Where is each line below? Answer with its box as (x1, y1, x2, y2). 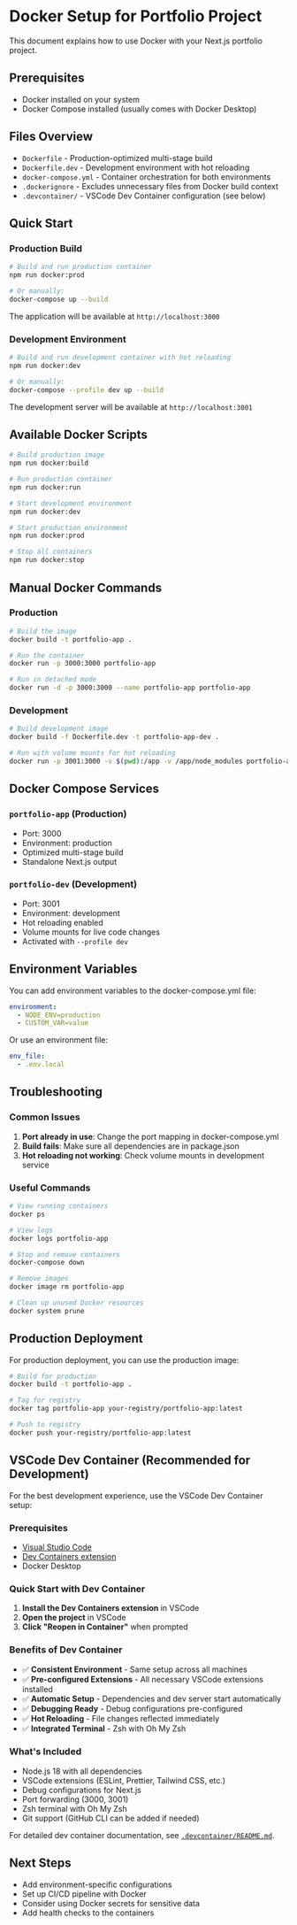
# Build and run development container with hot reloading (9, 353, 232, 362)
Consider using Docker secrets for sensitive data (21, 1898, 201, 1908)
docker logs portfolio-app (9, 1234, 109, 1243)
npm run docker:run (9, 482, 81, 492)
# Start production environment (9, 523, 128, 532)
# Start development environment (9, 498, 133, 508)
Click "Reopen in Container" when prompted (21, 1621, 188, 1632)
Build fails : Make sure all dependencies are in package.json (21, 1140, 240, 1151)
